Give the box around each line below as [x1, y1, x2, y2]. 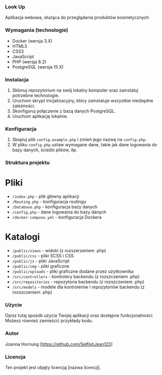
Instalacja [5, 76, 29, 83]
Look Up [5, 3, 25, 10]
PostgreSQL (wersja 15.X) [12, 64, 64, 70]
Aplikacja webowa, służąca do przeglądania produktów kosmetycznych [5, 15, 149, 21]
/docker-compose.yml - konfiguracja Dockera [12, 214, 102, 220]
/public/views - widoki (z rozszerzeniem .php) [12, 247, 107, 253]
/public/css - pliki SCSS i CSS [12, 253, 74, 258]
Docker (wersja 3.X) [12, 38, 53, 44]
